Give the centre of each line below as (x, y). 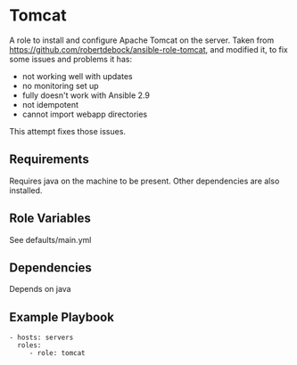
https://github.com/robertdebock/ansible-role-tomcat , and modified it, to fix (148, 49)
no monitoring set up (61, 85)
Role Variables (50, 219)
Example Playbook (62, 317)
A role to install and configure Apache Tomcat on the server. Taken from (142, 40)
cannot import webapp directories (85, 114)
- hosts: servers (41, 338)
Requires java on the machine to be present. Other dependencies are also (144, 181)
